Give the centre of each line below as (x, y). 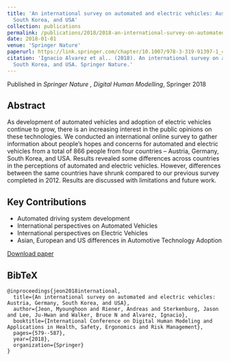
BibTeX (22, 275)
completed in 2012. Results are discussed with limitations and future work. (112, 180)
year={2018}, (32, 339)
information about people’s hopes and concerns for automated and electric (113, 144)
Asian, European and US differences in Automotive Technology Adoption (119, 240)
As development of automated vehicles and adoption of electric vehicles (109, 122)
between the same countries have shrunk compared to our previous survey (113, 173)
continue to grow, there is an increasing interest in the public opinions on (110, 129)
